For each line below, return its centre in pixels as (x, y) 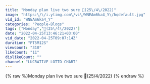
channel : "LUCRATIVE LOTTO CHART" (42, 62)
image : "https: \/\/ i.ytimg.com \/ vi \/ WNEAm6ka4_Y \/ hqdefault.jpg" (75, 15)
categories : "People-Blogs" (35, 24)
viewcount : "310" (23, 48)
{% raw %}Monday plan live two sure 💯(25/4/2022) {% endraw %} (75, 76)
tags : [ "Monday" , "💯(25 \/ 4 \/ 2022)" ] (43, 29)
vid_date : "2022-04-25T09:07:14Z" (42, 38)
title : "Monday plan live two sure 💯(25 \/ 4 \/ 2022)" (61, 10)
